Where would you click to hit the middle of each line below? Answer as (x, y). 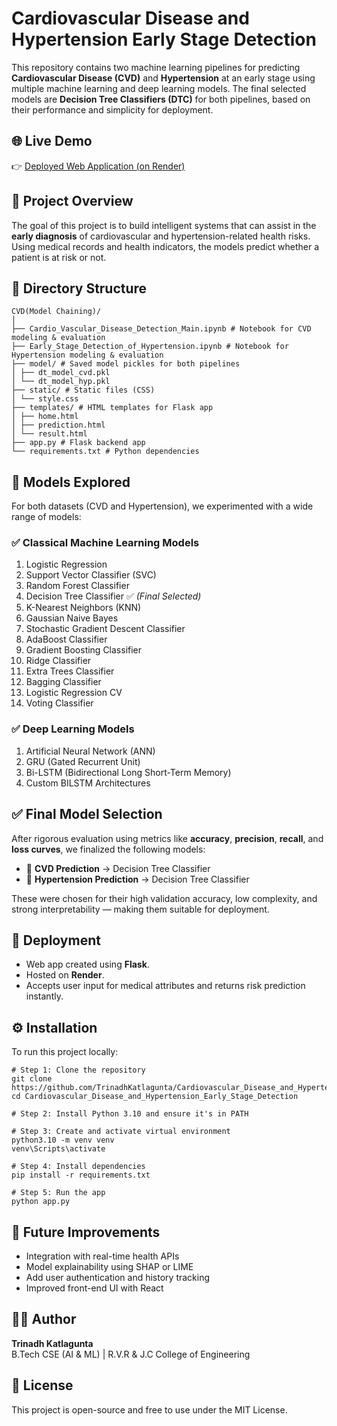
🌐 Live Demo (52, 141)
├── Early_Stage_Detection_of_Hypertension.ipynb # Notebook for (150, 347)
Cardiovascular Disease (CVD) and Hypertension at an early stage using (163, 78)
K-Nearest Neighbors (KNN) (83, 608)
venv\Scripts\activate (58, 1149)
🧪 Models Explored (71, 482)
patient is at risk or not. (59, 257)
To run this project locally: (65, 1052)
